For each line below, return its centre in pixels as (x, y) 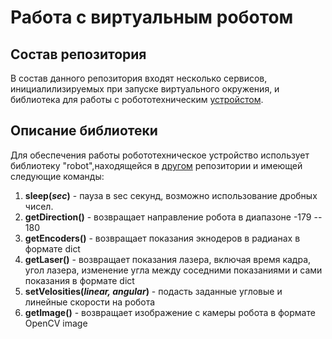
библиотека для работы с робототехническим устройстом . (137, 99)
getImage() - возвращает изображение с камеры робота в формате (170, 312)
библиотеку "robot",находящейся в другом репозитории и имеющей (156, 165)
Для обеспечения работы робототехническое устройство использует (160, 155)
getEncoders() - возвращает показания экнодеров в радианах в (162, 238)
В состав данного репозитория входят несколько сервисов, (139, 78)
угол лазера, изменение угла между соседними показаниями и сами (173, 270)
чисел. (39, 206)
